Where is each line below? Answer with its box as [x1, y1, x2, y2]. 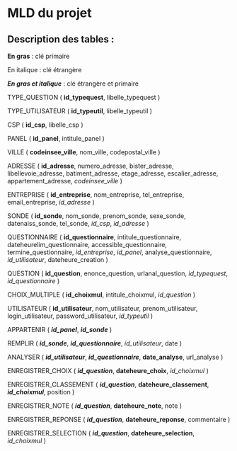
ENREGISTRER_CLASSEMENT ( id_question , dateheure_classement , [7, 380, 209, 389]
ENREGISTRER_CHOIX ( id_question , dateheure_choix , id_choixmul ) [7, 367, 209, 375]
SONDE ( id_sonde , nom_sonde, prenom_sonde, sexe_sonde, [7, 212, 186, 220]
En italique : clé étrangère [7, 66, 82, 74]
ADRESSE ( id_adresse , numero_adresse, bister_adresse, [7, 161, 175, 170]
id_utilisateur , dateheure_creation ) [7, 256, 108, 263]
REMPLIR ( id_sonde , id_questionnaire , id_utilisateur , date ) [7, 339, 183, 348]
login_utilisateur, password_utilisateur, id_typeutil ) [7, 312, 154, 320]
